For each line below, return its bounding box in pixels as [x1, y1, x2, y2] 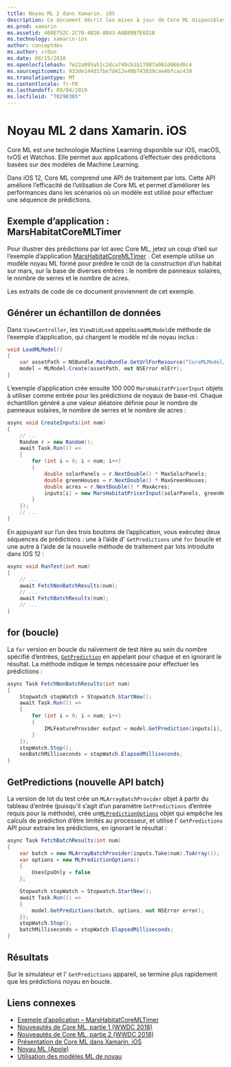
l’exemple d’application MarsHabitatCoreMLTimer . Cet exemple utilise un [7, 252, 214, 260]
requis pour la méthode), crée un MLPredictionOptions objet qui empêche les [7, 809, 223, 817]
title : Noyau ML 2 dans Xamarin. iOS [7, 10, 115, 17]
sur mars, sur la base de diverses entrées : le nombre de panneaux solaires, [7, 266, 222, 275]
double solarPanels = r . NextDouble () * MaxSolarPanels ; [43, 470, 208, 477]
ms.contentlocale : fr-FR [7, 81, 78, 87]
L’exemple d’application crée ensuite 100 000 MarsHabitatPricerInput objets [7, 383, 223, 392]
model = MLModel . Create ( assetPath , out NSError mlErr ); [19, 366, 184, 372]
